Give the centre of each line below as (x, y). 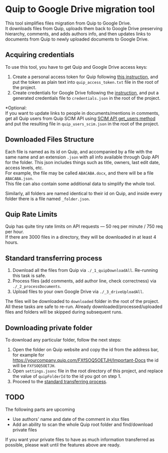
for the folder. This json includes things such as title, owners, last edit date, (82, 162)
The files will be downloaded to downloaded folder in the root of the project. (82, 301)
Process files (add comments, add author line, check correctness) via (84, 281)
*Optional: (16, 108)
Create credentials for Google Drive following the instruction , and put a (86, 93)
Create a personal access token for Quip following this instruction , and (85, 77)
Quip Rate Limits (31, 214)
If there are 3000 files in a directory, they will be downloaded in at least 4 (81, 237)
